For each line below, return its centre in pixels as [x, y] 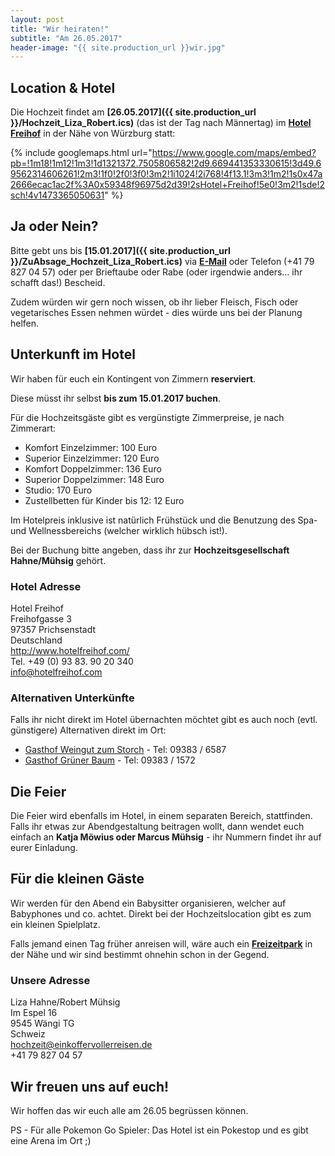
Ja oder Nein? [54, 226]
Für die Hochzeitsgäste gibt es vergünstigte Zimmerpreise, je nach [147, 417]
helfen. [25, 323]
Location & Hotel [63, 87]
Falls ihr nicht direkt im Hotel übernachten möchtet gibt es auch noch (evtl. [164, 720]
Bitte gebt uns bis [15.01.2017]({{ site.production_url [120, 250]
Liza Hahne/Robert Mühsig [65, 1002]
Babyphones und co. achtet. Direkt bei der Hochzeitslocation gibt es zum [161, 913]
